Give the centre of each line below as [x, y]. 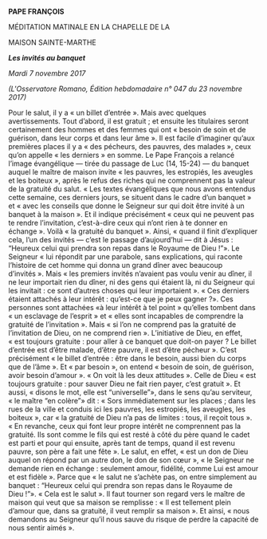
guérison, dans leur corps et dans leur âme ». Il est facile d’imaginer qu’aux [132, 138]
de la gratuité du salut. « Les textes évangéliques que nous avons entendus [132, 189]
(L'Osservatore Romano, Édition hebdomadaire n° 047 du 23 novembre [126, 89]
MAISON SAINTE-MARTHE [53, 42]
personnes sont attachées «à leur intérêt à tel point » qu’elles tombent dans [132, 307]
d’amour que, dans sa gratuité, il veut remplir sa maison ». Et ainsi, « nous [129, 511]
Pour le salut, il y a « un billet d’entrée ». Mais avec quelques [108, 112]
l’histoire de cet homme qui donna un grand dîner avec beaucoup [116, 265]
